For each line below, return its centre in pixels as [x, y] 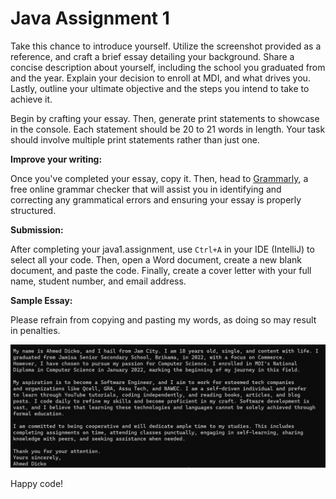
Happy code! [37, 483]
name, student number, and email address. [98, 281]
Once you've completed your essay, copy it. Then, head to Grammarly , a [159, 178]
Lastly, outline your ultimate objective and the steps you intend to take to [160, 88]
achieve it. [31, 99]
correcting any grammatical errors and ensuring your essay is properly [156, 199]
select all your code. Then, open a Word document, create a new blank [156, 259]
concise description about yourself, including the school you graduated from [168, 67]
